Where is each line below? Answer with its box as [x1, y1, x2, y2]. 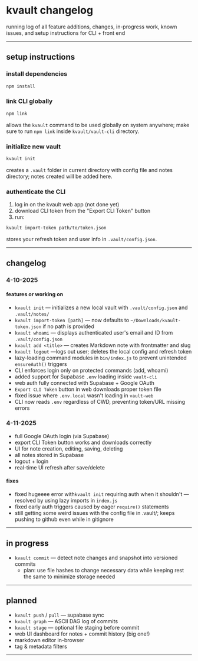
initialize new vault [6, 142, 61, 151]
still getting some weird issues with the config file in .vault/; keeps [14, 510, 175, 517]
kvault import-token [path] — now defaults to [14, 316, 130, 323]
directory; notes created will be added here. [6, 173, 113, 180]
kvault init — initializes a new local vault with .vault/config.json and [14, 304, 188, 311]
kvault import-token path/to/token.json [6, 225, 107, 231]
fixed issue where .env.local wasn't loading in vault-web [14, 391, 154, 399]
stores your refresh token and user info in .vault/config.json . [6, 236, 157, 243]
